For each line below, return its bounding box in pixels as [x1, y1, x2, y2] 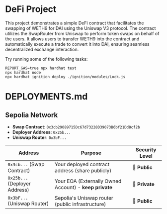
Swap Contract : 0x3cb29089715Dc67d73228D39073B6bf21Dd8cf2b [12, 123, 140, 130]
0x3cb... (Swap [7, 161, 45, 168]
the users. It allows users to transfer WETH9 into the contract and [5, 36, 140, 42]
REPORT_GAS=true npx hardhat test [5, 66, 77, 71]
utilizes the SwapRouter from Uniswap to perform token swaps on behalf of [5, 30, 160, 36]
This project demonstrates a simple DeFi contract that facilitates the [5, 20, 144, 26]
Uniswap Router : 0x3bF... [12, 134, 67, 140]
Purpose [81, 149, 102, 156]
